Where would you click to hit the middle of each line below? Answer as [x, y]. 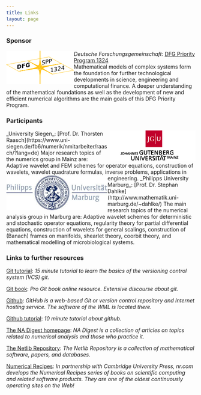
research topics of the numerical [148, 210]
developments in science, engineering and [126, 79]
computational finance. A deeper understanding [133, 86]
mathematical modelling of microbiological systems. [70, 242]
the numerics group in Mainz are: [47, 159]
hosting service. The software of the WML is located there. [79, 307]
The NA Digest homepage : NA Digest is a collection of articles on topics [95, 330]
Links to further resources [45, 258]
